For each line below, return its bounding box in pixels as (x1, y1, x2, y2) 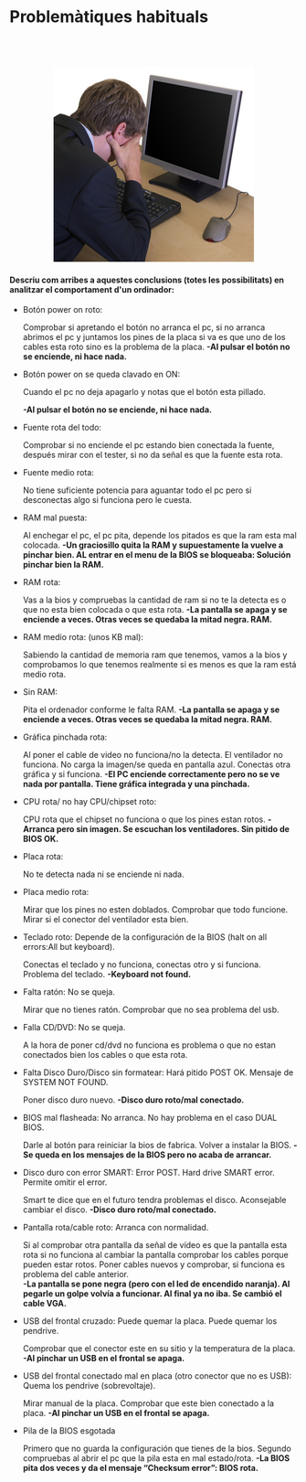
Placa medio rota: (22, 887, 90, 898)
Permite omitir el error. (22, 1177, 108, 1188)
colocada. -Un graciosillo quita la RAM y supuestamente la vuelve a (22, 539, 284, 550)
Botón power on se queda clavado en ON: (22, 368, 181, 380)
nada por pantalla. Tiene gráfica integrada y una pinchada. (22, 779, 250, 790)
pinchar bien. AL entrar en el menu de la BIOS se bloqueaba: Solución (22, 549, 291, 560)
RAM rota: (22, 577, 61, 588)
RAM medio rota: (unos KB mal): (22, 632, 144, 643)
